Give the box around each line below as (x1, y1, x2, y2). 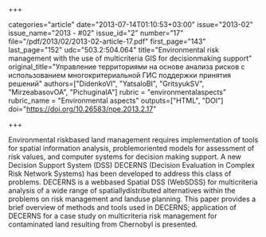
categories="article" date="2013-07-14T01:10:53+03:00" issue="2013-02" (8, 20, 253, 29)
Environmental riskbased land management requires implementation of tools (8, 135, 259, 144)
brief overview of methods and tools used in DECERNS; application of (8, 203, 237, 212)
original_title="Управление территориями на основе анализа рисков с (8, 62, 245, 72)
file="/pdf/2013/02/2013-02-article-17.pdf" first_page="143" (8, 37, 206, 46)
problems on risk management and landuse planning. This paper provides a (8, 194, 256, 204)
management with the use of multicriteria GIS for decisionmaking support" (8, 53, 252, 63)
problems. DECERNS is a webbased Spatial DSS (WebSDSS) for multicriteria (8, 177, 258, 187)
